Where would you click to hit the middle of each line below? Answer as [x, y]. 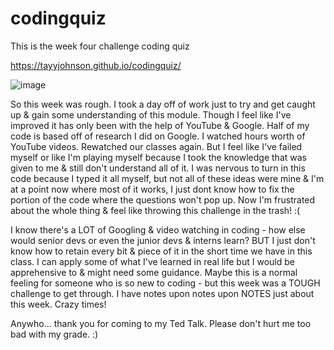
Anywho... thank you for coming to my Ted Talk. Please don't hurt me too [161, 323]
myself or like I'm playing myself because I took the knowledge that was [158, 157]
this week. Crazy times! [58, 304]
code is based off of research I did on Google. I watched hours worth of [158, 136]
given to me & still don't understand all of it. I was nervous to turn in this [158, 168]
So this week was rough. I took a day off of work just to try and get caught [163, 104]
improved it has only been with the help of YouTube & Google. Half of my [160, 125]
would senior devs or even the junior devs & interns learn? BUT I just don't [163, 240]
